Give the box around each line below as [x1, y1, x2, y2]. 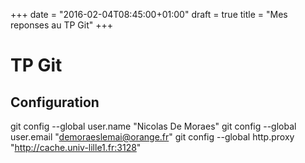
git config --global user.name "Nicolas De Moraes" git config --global [10, 120, 297, 132]
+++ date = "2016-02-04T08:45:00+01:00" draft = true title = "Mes [10, 9, 288, 20]
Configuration [10, 94, 100, 111]
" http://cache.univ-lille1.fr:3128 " [10, 142, 142, 153]
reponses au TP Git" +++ [10, 19, 113, 31]
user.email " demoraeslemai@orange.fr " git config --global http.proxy [10, 131, 295, 143]
